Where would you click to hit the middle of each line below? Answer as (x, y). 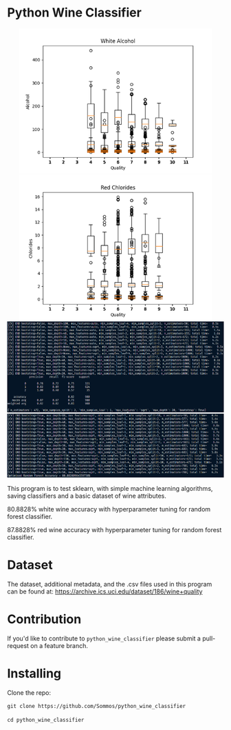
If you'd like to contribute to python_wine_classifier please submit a (104, 638)
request (18, 645)
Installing (34, 673)
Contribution (44, 619)
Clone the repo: (29, 692)
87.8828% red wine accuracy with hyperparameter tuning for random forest (114, 529)
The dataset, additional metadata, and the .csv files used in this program (110, 584)
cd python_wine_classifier (46, 720)
